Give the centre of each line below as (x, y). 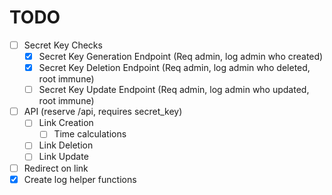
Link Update (63, 157)
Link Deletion (66, 145)
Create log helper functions (80, 179)
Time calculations (90, 134)
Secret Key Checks (63, 45)
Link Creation (66, 123)
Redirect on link (56, 168)
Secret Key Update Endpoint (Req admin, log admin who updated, (174, 90)
